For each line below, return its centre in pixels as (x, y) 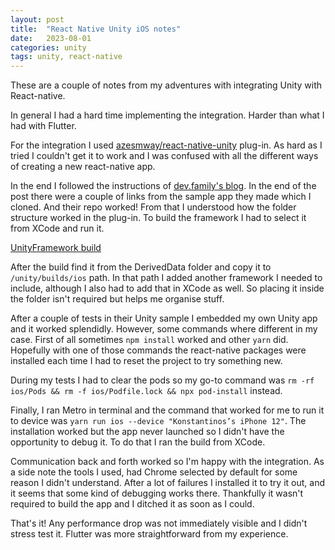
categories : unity (48, 47)
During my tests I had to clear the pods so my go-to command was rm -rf (162, 380)
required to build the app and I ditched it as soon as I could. (132, 504)
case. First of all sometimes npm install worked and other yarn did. (149, 340)
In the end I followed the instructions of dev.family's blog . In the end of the (163, 186)
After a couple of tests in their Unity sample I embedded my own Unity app (164, 318)
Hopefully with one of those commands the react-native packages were (158, 350)
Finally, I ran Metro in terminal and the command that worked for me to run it (167, 410)
